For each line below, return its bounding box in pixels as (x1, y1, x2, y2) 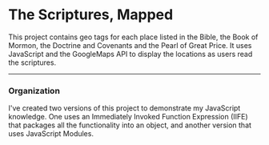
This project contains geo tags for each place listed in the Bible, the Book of (8, 32, 259, 42)
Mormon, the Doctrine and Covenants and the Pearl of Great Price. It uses (8, 40, 252, 50)
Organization (8, 85, 60, 96)
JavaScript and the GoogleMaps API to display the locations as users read (8, 49, 253, 58)
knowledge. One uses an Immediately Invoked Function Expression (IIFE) (8, 112, 248, 122)
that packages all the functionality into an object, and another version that (8, 120, 252, 130)
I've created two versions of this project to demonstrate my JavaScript (8, 103, 241, 113)
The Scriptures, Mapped (8, 6, 174, 24)
